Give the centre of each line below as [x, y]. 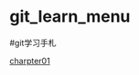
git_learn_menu [70, 17]
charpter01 [30, 61]
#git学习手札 [33, 42]
